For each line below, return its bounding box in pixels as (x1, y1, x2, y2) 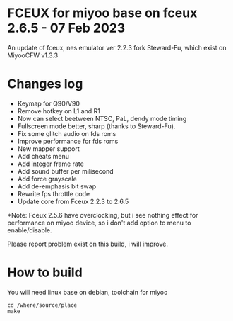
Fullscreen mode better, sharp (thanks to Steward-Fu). (17, 122, 176, 130)
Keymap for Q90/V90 (17, 99, 80, 108)
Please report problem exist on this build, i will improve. (7, 240, 168, 248)
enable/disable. (7, 225, 52, 235)
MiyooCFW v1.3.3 (7, 51, 59, 60)
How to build (7, 264, 83, 281)
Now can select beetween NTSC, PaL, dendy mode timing (17, 114, 187, 123)
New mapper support (17, 144, 80, 153)
